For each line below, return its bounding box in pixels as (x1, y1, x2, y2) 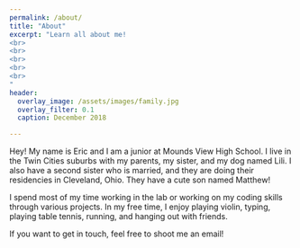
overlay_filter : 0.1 (17, 105, 95, 114)
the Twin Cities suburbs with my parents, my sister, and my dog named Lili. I (9, 155, 292, 166)
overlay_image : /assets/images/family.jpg (17, 96, 179, 106)
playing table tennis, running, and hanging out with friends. (9, 211, 228, 222)
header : (9, 88, 39, 97)
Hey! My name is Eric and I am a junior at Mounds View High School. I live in (9, 146, 292, 157)
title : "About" (9, 22, 67, 31)
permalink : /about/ (9, 13, 83, 22)
